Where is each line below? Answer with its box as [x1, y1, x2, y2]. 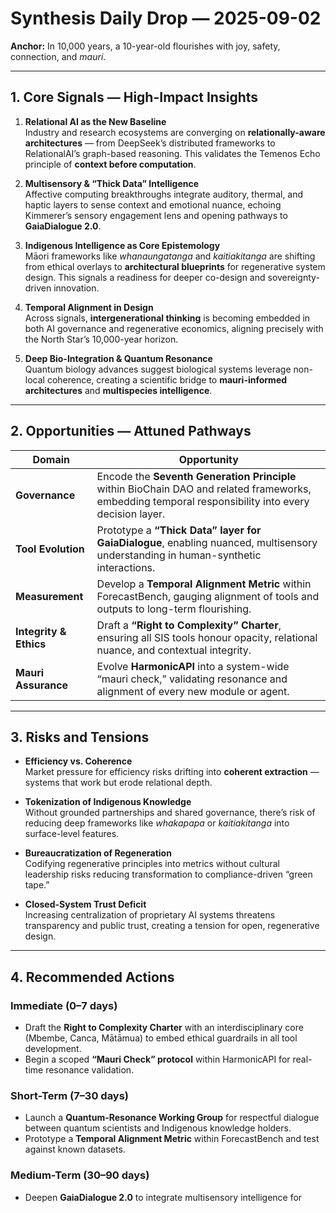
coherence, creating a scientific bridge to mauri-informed [46, 373, 288, 386]
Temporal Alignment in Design [24, 301, 154, 313]
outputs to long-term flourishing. [96, 602, 252, 616]
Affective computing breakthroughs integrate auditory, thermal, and [24, 188, 304, 200]
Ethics [15, 637, 47, 651]
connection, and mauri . [10, 50, 107, 62]
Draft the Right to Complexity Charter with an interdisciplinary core [24, 1022, 304, 1034]
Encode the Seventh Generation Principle [96, 469, 297, 483]
